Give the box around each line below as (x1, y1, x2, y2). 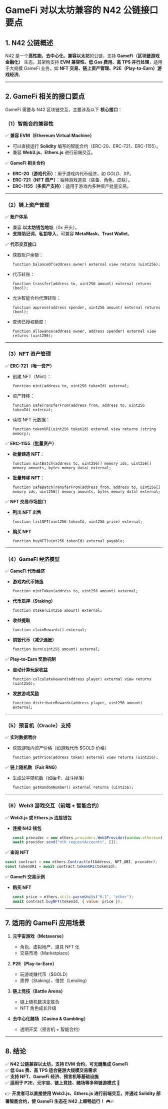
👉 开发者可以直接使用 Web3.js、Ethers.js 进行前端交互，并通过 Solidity (5, 1090, 155, 1096)
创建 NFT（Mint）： (12, 373, 51, 379)
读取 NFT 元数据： (12, 416, 50, 423)
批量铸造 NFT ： (12, 451, 45, 457)
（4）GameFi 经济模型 (5, 556, 60, 563)
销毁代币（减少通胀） (12, 637, 56, 643)
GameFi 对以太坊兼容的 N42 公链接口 (5, 5, 158, 16)
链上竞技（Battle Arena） (12, 988, 65, 994)
